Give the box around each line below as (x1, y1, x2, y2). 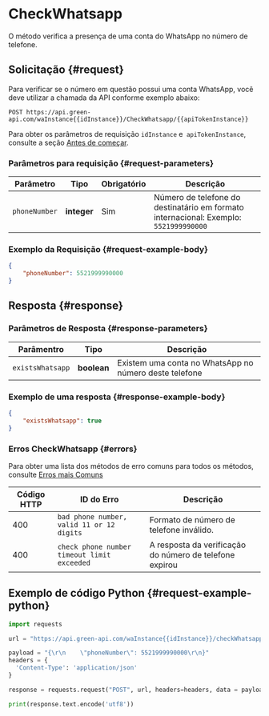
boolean (77, 362, 110, 373)
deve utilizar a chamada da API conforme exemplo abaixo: (8, 93, 200, 102)
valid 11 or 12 (57, 520, 115, 529)
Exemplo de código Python (8, 586, 146, 600)
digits (57, 528, 82, 537)
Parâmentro (18, 343, 64, 354)
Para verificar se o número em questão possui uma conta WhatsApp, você (8, 84, 254, 94)
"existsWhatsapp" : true (22, 417, 102, 425)
